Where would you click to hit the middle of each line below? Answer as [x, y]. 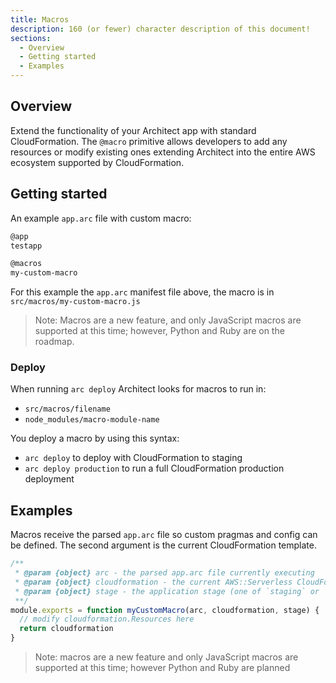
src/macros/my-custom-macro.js [75, 302]
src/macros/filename [67, 409]
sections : [31, 38]
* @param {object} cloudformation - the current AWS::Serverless [153, 582]
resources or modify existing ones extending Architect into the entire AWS [163, 152]
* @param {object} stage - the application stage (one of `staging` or [167, 591]
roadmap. [54, 342]
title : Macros [40, 19]
